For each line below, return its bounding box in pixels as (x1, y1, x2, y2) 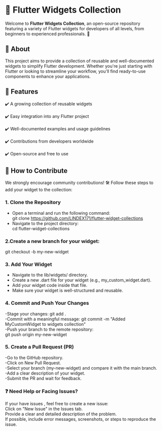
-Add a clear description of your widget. (5, 370, 86, 376)
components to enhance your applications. (5, 73, 91, 79)
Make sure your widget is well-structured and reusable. (12, 287, 123, 294)
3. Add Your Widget (5, 261, 53, 267)
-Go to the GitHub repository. (5, 355, 64, 360)
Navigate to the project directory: (12, 220, 79, 226)
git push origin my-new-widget (5, 331, 67, 337)
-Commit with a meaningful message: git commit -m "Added (5, 316, 126, 322)
